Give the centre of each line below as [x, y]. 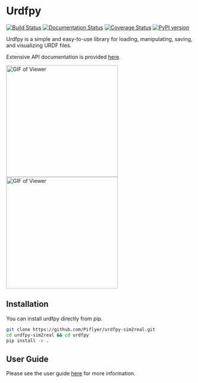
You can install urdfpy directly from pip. [54, 318]
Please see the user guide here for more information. [71, 373]
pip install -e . [28, 341]
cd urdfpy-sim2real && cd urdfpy [48, 335]
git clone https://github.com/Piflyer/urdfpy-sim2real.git [81, 329]
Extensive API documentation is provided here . [63, 57]
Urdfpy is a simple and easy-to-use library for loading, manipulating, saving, [99, 39]
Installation [27, 304]
